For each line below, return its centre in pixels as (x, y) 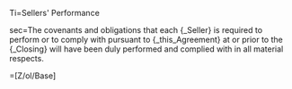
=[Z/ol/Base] (33, 76)
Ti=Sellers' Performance (55, 13)
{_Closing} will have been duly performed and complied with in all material (146, 49)
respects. (27, 58)
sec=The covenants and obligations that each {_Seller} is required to (136, 30)
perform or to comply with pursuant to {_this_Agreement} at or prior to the (146, 40)
